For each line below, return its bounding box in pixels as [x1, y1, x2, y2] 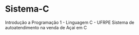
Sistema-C [5, 3, 49, 15]
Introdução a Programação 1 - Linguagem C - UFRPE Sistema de [5, 19, 135, 25]
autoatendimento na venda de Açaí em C [5, 24, 87, 30]
